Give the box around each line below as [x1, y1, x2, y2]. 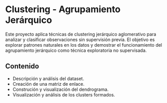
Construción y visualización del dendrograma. [12, 86, 109, 92]
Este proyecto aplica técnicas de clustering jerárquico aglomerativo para [5, 31, 156, 37]
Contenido [5, 62, 39, 71]
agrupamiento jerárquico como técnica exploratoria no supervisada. [5, 47, 147, 53]
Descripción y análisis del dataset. [12, 75, 85, 82]
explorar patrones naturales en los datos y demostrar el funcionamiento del [5, 42, 162, 48]
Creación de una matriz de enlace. [12, 81, 85, 87]
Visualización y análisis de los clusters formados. [12, 91, 115, 97]
